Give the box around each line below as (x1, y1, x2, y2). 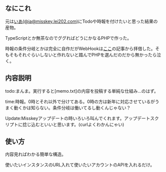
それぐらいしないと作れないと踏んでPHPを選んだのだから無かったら (18, 52, 157, 57)
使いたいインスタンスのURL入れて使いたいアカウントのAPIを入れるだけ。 (5, 162, 155, 168)
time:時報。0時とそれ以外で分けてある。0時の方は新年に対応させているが (5, 98, 155, 105)
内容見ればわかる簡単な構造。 (5, 151, 66, 157)
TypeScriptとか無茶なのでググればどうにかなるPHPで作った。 (5, 35, 132, 41)
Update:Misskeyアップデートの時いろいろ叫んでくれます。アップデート (5, 115, 150, 121)
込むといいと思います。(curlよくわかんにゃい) (31, 121, 124, 127)
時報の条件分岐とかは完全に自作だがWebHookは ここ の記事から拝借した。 (5, 46, 156, 52)
